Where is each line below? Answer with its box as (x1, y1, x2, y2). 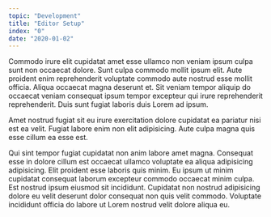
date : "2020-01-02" (8, 34, 74, 43)
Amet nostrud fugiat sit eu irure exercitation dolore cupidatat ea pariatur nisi (8, 115, 261, 126)
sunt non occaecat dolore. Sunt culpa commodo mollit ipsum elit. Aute (8, 66, 243, 75)
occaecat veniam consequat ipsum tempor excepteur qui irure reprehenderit (8, 91, 263, 101)
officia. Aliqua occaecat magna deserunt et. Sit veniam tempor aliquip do (8, 83, 251, 92)
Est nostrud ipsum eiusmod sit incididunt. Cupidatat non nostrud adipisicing (8, 183, 260, 193)
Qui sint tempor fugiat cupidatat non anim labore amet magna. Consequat (8, 148, 253, 158)
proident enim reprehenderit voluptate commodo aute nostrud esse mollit (8, 74, 253, 83)
